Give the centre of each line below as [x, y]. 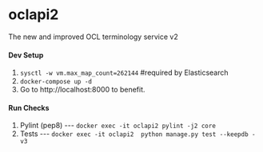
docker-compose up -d [56, 82]
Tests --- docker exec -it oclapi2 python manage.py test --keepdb [134, 134]
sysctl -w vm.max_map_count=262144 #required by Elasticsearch [124, 72]
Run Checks [29, 107]
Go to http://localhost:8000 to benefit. [82, 90]
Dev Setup [26, 55]
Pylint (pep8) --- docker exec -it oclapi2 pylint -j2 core [118, 126]
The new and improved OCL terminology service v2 [93, 37]
